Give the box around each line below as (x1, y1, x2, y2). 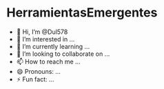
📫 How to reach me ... (16, 57, 81, 66)
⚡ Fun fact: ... (16, 75, 54, 83)
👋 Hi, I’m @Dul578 (16, 28, 68, 36)
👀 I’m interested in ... (16, 34, 75, 43)
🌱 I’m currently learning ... (16, 42, 90, 50)
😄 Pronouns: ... (16, 67, 61, 75)
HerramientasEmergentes (6, 5, 158, 21)
